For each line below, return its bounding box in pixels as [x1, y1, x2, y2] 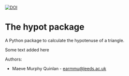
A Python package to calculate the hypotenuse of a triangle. [5, 37, 125, 43]
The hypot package [5, 22, 85, 32]
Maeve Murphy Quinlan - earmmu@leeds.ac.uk [12, 65, 106, 71]
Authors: [5, 56, 22, 62]
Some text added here [5, 46, 49, 53]
